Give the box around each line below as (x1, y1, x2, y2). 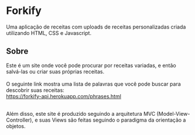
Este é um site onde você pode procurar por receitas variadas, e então (6, 62, 177, 69)
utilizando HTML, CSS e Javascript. (6, 29, 92, 36)
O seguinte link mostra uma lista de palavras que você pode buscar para (6, 80, 182, 87)
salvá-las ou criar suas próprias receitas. (6, 68, 104, 75)
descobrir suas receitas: (6, 86, 64, 94)
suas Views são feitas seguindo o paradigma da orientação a (39, 116, 186, 123)
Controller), (6, 116, 34, 123)
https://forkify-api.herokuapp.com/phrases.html (6, 93, 122, 100)
